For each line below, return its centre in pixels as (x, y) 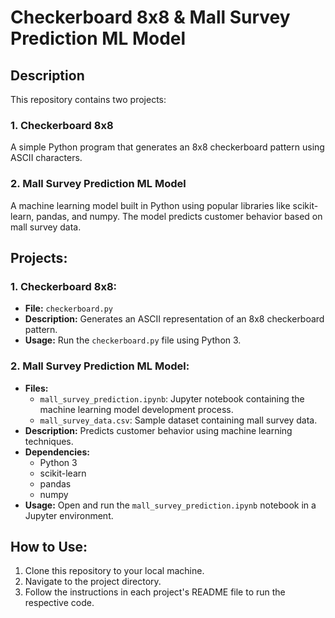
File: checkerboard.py (68, 308)
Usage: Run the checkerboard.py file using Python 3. (133, 340)
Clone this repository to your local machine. (114, 571)
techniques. (49, 441)
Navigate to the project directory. (93, 582)
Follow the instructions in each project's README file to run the (155, 592)
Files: (36, 388)
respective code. (59, 603)
